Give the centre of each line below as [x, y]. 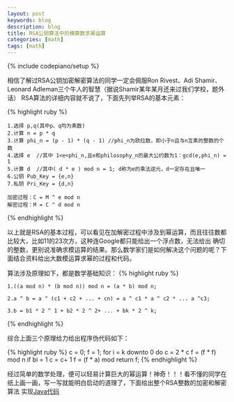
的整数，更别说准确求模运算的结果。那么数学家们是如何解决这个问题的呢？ [114, 250]
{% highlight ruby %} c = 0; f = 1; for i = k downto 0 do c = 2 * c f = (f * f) [112, 352]
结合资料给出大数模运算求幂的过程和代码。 [74, 258]
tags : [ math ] [26, 46]
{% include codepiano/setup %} [53, 66]
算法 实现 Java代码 [33, 391]
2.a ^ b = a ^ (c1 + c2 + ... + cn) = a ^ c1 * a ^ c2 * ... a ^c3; [109, 299]
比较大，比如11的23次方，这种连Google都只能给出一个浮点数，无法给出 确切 [116, 241]
